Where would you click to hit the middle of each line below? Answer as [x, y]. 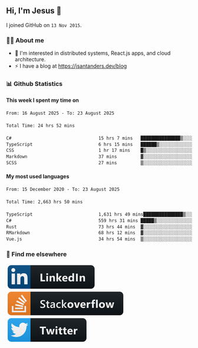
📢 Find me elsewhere [37, 254]
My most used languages [38, 176]
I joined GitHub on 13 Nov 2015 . [44, 25]
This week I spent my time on [43, 100]
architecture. [30, 59]
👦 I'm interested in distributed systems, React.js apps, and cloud [93, 53]
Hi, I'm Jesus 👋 [34, 11]
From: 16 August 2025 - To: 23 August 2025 [60, 113]
